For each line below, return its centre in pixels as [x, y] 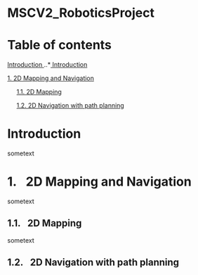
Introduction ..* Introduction [47, 65]
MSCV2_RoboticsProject [81, 13]
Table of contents [60, 45]
